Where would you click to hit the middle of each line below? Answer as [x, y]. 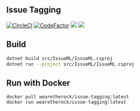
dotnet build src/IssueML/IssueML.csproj [60, 58]
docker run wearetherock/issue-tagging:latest [66, 103]
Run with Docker [38, 83]
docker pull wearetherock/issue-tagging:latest [68, 97]
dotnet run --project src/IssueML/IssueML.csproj [71, 64]
